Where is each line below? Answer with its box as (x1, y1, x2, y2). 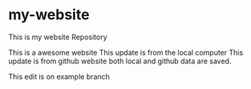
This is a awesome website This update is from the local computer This (8, 47, 244, 57)
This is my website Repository (8, 32, 107, 42)
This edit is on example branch (8, 71, 110, 81)
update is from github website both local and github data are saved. (8, 56, 232, 66)
